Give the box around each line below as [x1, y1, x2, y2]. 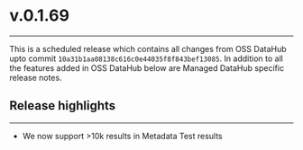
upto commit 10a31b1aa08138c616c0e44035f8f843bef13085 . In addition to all [9, 53, 284, 64]
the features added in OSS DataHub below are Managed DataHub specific [9, 62, 285, 73]
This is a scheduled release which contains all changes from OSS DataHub [9, 43, 287, 54]
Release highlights [9, 98, 116, 113]
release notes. [9, 72, 62, 83]
